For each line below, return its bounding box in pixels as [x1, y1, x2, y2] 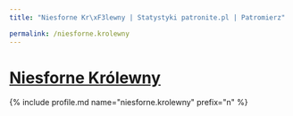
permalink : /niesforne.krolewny [9, 29, 130, 38]
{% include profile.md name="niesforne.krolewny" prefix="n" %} [9, 97, 248, 108]
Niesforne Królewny [9, 68, 161, 87]
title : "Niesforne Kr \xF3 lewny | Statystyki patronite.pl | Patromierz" [9, 12, 286, 22]
